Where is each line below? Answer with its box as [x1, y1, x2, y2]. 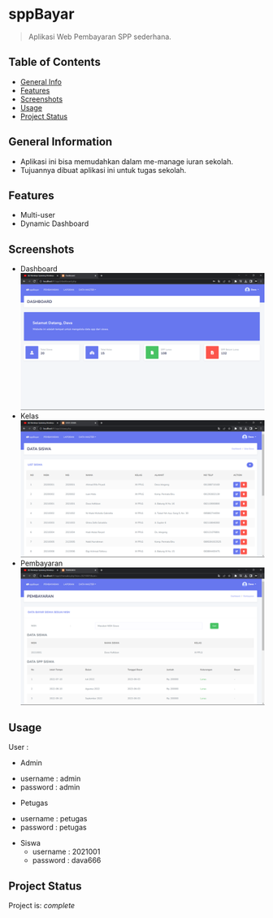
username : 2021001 [32, 847, 101, 857]
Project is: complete [8, 901, 76, 911]
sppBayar [8, 5, 75, 24]
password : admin [19, 782, 80, 792]
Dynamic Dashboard [19, 219, 89, 228]
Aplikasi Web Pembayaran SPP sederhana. [28, 32, 172, 41]
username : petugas [19, 814, 88, 824]
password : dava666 [32, 855, 102, 865]
